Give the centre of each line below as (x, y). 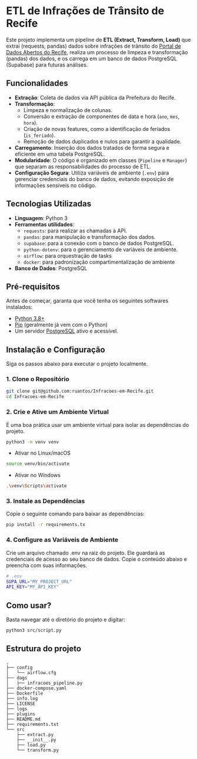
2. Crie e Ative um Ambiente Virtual (57, 412)
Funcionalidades (37, 83)
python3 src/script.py (34, 630)
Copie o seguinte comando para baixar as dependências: (76, 514)
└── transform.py (38, 750)
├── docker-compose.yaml (36, 688)
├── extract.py (35, 735)
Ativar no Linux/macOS (42, 453)
